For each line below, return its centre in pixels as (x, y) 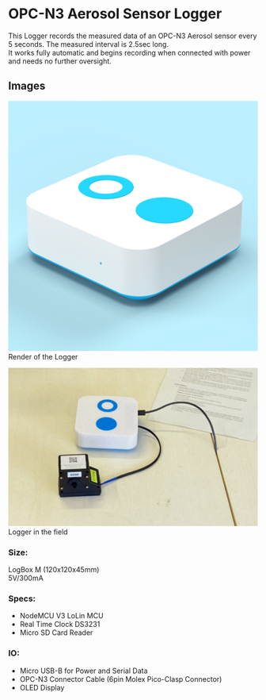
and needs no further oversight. (60, 61)
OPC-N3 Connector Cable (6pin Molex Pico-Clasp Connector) (121, 679)
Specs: (22, 598)
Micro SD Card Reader (56, 633)
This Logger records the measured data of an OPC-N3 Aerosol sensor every (133, 36)
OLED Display (42, 687)
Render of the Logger (43, 356)
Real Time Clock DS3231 (60, 625)
